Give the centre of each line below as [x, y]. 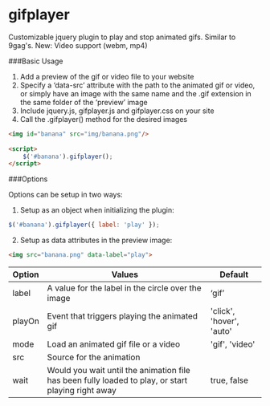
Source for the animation [94, 357]
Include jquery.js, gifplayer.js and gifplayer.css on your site [117, 111]
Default [234, 274]
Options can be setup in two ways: [65, 195]
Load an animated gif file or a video [114, 344]
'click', [223, 311]
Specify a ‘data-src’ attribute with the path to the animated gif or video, [137, 85]
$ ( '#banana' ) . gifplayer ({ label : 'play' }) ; [84, 225]
